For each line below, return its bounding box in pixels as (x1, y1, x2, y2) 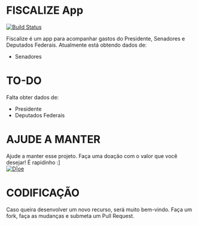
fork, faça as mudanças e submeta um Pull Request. (6, 212, 135, 219)
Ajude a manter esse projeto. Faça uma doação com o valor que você (6, 152, 178, 159)
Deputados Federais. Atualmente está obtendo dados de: (6, 41, 147, 48)
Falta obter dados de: (6, 93, 59, 101)
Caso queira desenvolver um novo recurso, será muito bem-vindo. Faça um (6, 206, 193, 213)
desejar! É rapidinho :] (6, 159, 61, 166)
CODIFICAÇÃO (6, 186, 80, 199)
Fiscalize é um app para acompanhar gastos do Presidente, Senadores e (6, 35, 185, 42)
